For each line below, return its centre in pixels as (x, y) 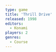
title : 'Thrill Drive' (29, 14)
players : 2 (16, 33)
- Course (19, 42)
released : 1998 (21, 19)
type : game (16, 10)
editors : (14, 24)
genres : (13, 38)
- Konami (19, 28)
